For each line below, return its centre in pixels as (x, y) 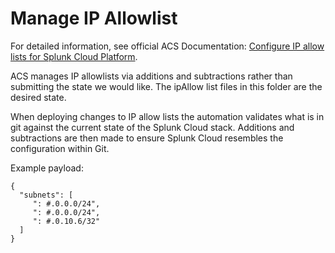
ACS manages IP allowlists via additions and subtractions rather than (151, 76)
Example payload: (47, 168)
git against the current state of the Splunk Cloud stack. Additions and (152, 127)
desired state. (38, 97)
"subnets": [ (46, 195)
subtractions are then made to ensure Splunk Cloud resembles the (147, 138)
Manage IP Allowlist (94, 18)
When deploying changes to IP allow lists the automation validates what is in (167, 116)
